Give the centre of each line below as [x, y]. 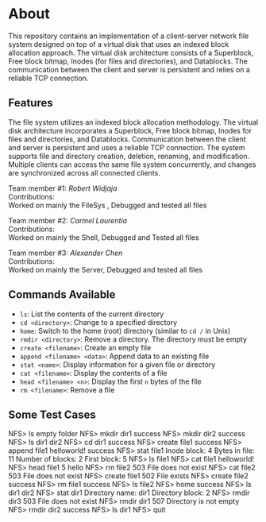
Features [31, 103]
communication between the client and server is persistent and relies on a [129, 69]
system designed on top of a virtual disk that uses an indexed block [119, 44]
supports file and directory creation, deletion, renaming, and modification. [129, 156]
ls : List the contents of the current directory [92, 314]
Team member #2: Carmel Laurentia [68, 220]
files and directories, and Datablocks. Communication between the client [127, 139]
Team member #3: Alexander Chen [66, 253]
